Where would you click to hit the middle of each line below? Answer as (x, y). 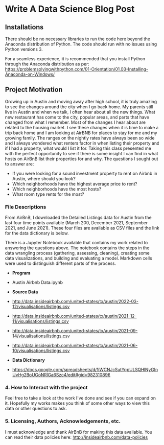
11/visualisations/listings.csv (40, 321)
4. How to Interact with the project (47, 388)
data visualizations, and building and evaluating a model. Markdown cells (79, 258)
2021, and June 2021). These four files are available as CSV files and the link (82, 228)
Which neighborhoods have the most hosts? (57, 189)
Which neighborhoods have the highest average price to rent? (75, 184)
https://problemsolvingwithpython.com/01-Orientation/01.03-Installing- (77, 69)
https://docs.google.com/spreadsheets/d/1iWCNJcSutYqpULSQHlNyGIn (85, 370)
